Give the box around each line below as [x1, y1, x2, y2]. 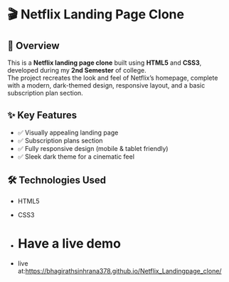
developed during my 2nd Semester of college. [7, 66, 147, 74]
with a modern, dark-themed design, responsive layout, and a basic [7, 81, 206, 90]
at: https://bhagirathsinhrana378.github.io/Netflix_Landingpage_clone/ [17, 266, 222, 275]
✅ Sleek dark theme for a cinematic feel [17, 152, 135, 161]
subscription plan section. [7, 89, 83, 97]
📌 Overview [7, 39, 60, 51]
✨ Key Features [7, 109, 77, 122]
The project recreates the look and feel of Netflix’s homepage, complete [7, 73, 218, 82]
